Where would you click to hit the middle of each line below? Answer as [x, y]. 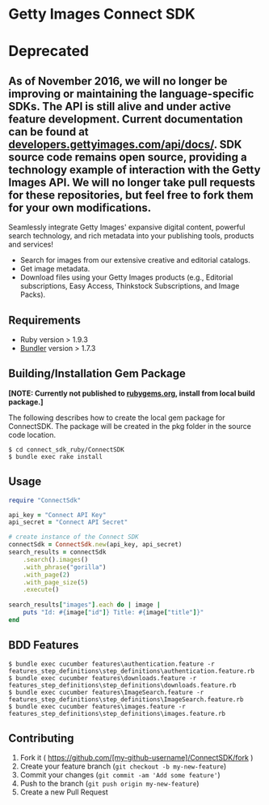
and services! [31, 245]
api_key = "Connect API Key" [57, 515]
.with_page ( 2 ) [46, 575]
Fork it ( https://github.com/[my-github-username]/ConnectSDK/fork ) [137, 758]
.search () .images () [56, 559]
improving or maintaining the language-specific [131, 94]
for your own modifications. [80, 208]
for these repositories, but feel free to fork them [131, 195]
